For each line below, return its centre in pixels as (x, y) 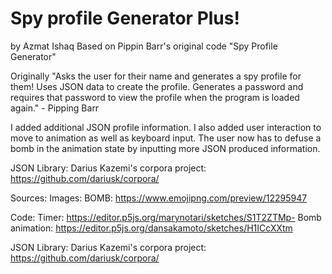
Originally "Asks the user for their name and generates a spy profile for (156, 76)
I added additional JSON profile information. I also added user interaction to (166, 127)
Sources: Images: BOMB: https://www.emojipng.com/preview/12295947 (159, 198)
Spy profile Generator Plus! (125, 18)
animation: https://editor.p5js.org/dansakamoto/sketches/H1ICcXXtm (151, 228)
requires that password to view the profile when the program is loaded (155, 97)
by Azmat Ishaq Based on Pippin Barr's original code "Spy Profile (144, 46)
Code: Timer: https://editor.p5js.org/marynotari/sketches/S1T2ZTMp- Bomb (166, 217)
